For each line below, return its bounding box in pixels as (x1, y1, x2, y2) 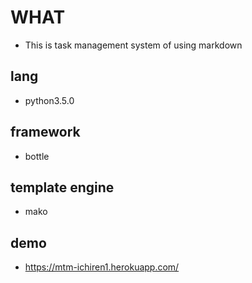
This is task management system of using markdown (24, 39, 243, 51)
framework (10, 124, 81, 141)
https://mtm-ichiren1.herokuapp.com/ (24, 261, 180, 273)
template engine (10, 179, 115, 196)
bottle (24, 150, 50, 162)
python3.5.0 (24, 94, 75, 106)
